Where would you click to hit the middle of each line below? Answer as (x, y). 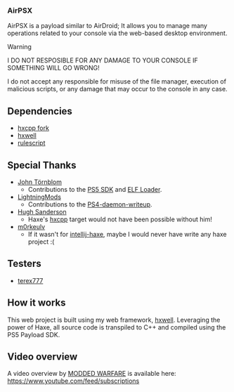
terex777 (30, 280)
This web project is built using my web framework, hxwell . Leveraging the (114, 320)
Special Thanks (42, 165)
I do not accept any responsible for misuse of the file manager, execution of (117, 81)
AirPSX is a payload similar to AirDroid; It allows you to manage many (107, 26)
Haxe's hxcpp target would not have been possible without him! (120, 219)
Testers (24, 264)
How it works (37, 303)
